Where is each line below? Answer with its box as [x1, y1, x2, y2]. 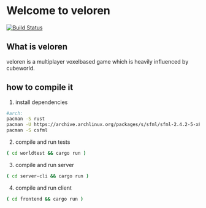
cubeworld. [6, 64, 35, 72]
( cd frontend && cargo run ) [6, 196, 84, 202]
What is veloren [6, 42, 68, 52]
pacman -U [6, 122, 32, 128]
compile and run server [15, 161, 75, 168]
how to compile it [6, 82, 74, 92]
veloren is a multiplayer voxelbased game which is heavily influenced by [6, 58, 189, 65]
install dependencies [15, 98, 68, 106]
